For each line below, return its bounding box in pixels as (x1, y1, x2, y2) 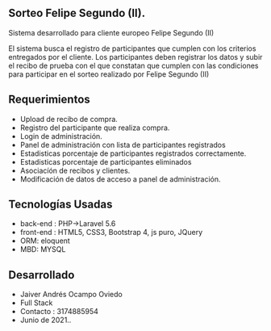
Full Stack (19, 298, 53, 308)
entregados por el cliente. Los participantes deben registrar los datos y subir (8, 52, 263, 61)
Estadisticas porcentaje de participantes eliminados (19, 157, 192, 166)
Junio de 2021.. (19, 315, 72, 325)
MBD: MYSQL (19, 245, 66, 254)
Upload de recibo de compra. (19, 114, 119, 124)
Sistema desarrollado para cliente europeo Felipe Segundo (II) (8, 27, 215, 37)
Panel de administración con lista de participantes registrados (19, 140, 226, 149)
